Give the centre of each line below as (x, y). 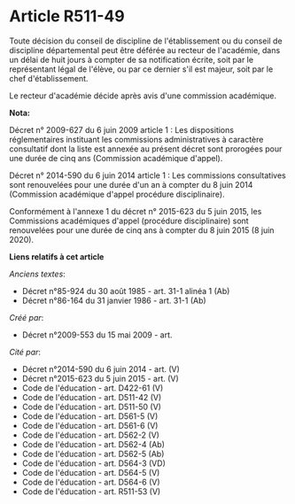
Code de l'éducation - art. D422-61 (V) (93, 388)
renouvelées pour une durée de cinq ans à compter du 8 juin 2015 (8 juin (142, 230)
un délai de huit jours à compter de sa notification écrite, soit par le (132, 59)
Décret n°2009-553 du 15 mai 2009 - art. (97, 335)
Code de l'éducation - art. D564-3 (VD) (93, 463)
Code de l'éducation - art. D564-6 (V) (91, 482)
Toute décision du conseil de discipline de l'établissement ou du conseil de (146, 41)
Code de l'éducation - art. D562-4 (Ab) (93, 444)
